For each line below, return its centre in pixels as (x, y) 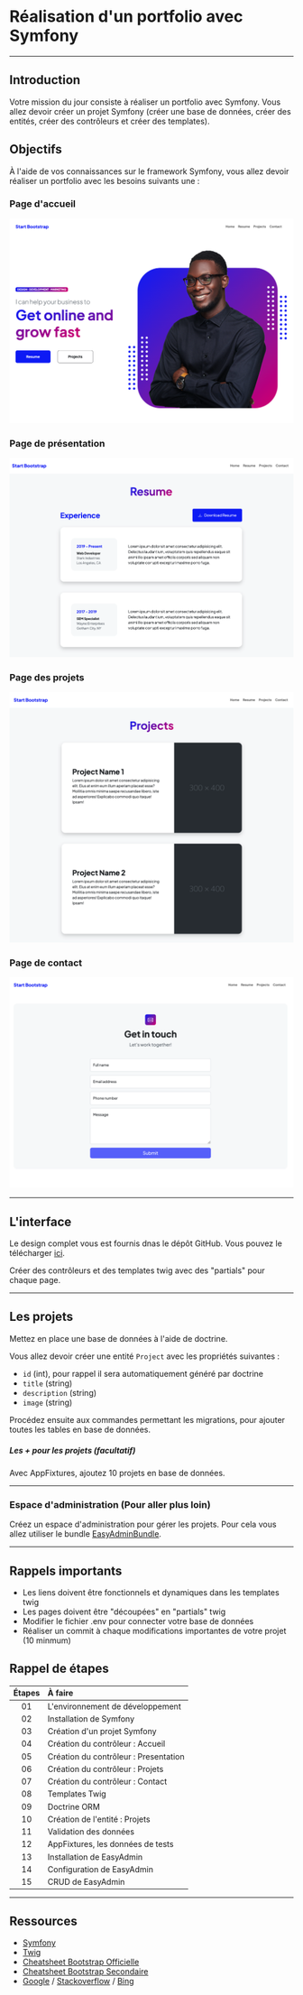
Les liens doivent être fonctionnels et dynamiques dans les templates (151, 1592)
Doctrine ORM (74, 1806)
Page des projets (47, 677)
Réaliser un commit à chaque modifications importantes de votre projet (154, 1630)
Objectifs (36, 149)
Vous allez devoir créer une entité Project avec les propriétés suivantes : (145, 1356)
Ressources (44, 1921)
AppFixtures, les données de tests (110, 1844)
